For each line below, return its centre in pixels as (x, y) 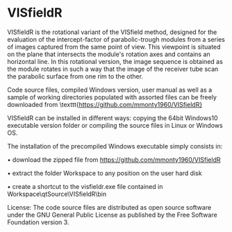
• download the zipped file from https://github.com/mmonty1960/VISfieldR (114, 159)
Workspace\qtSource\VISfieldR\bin (57, 194)
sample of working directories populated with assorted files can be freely (112, 97)
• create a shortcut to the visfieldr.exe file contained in (85, 186)
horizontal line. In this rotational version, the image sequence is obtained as (115, 61)
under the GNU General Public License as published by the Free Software (112, 215)
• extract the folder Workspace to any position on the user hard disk (105, 173)
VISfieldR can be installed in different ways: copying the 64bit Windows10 (113, 118)
